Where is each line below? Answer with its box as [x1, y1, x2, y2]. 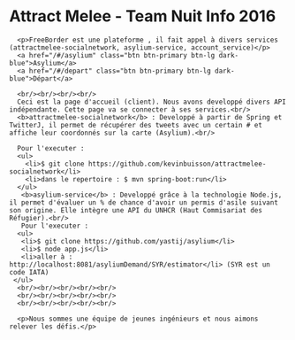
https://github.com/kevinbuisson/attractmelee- [87, 159, 267, 168]
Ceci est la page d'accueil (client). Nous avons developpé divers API [17, 97, 287, 106]
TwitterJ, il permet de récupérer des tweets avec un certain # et [9, 120, 263, 129]
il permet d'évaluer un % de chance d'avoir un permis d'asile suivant [9, 197, 278, 207]
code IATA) [9, 267, 49, 276]
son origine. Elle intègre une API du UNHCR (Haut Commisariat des [9, 205, 263, 214]
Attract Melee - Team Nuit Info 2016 [9, 6, 276, 27]
